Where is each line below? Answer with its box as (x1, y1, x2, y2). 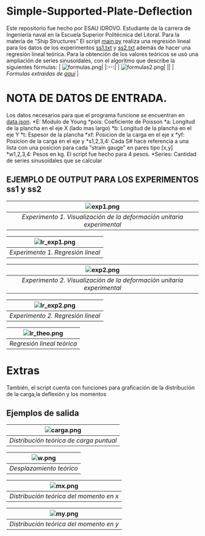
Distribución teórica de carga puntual (9, 436, 117, 445)
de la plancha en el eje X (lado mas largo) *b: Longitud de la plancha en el (6, 124, 192, 132)
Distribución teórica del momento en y (9, 520, 119, 529)
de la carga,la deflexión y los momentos (6, 390, 107, 397)
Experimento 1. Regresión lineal (9, 248, 101, 256)
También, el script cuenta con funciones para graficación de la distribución (6, 383, 195, 391)
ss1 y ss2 (6, 184, 41, 195)
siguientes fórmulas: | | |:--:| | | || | (6, 63, 174, 71)
